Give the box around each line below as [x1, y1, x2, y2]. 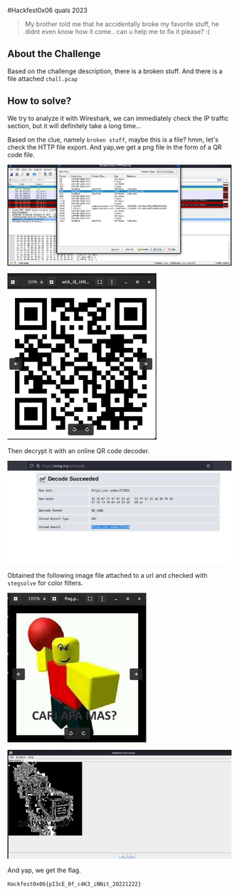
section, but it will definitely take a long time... [7, 121, 142, 130]
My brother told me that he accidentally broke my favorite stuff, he [24, 20, 219, 28]
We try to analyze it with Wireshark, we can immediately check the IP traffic [7, 114, 229, 122]
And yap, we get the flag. [7, 866, 82, 874]
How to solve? [7, 95, 72, 107]
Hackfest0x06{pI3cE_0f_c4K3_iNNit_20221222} [7, 881, 142, 888]
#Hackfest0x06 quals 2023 [7, 6, 87, 14]
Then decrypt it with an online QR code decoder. [7, 447, 150, 455]
